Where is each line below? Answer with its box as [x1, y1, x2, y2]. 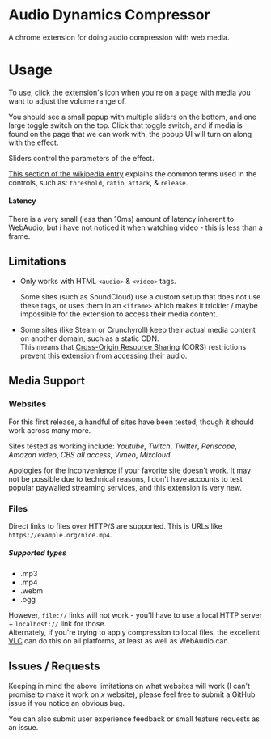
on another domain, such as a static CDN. [19, 333, 159, 343]
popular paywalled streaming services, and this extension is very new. [8, 482, 243, 492]
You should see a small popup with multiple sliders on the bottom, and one [8, 112, 257, 121]
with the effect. [8, 138, 59, 147]
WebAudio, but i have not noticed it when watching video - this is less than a [8, 223, 263, 232]
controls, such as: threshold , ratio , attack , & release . [8, 177, 188, 187]
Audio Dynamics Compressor [8, 6, 210, 24]
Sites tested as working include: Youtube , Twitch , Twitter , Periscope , [8, 441, 237, 451]
